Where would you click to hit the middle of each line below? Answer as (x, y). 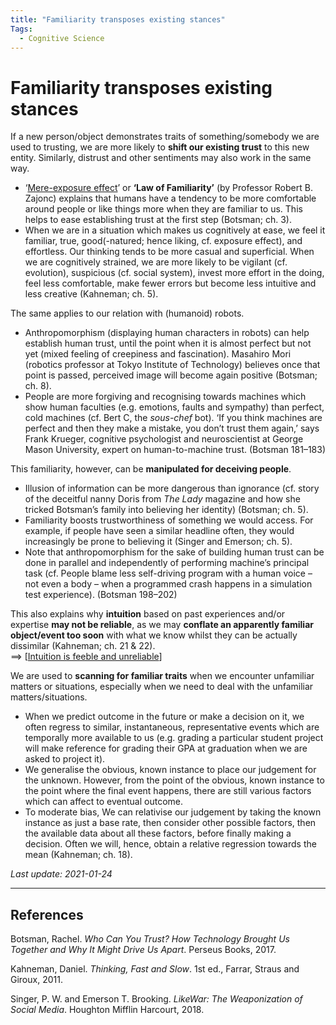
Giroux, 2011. (36, 980)
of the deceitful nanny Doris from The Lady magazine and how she (162, 499)
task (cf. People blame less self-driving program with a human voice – (168, 573)
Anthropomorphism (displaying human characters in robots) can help (167, 333)
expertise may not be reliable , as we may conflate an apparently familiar (162, 625)
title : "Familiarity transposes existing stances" (118, 19)
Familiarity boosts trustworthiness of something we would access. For (169, 520)
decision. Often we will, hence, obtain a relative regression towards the (170, 844)
